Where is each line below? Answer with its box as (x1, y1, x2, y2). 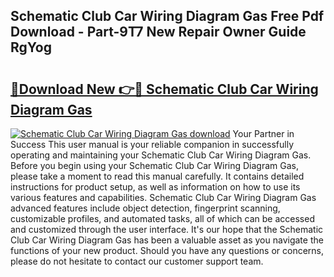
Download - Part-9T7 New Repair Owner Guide (10, 24, 307, 41)
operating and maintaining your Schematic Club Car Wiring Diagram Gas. (10, 149, 312, 161)
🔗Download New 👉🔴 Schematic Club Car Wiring (10, 80, 319, 98)
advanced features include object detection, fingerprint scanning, (10, 202, 281, 214)
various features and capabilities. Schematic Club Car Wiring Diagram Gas (10, 192, 317, 203)
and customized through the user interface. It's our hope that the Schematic (10, 224, 324, 235)
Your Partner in (232, 128, 295, 139)
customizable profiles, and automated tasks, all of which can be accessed (10, 213, 315, 224)
